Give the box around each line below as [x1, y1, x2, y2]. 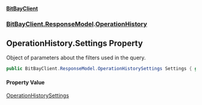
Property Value [6, 79, 45, 86]
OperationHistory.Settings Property [6, 38, 143, 48]
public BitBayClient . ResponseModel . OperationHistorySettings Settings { [6, 66, 192, 72]
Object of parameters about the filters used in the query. [6, 54, 146, 61]
